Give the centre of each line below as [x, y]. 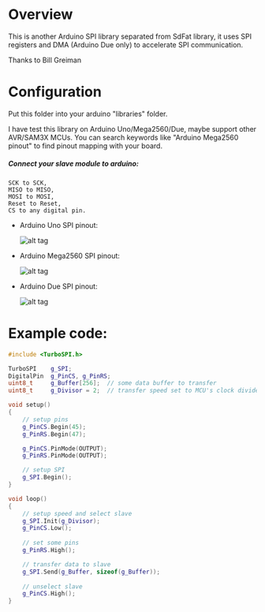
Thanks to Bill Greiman [45, 60]
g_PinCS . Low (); [47, 528]
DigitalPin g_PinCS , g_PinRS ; [60, 376]
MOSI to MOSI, [32, 196]
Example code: [58, 334]
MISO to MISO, [32, 190]
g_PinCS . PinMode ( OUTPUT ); [65, 448]
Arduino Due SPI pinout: [58, 286]
